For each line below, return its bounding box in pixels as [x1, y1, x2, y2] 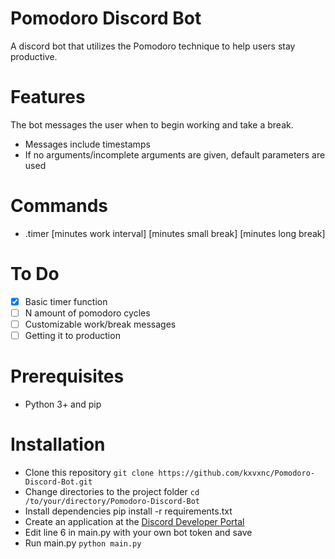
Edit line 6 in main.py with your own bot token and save [24, 526, 253, 538]
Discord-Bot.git [24, 477, 93, 487]
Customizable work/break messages [24, 318, 177, 330]
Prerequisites [10, 365, 125, 388]
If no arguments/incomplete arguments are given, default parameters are [24, 148, 326, 161]
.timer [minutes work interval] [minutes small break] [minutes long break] [24, 227, 326, 239]
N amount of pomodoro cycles [24, 307, 151, 319]
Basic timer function [24, 295, 108, 307]
